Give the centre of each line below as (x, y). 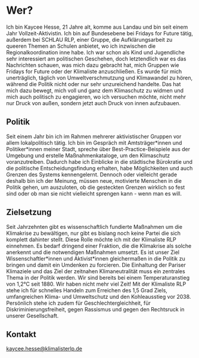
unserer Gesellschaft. (32, 316)
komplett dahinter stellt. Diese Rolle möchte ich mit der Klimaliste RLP (91, 239)
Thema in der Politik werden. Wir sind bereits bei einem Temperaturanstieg (98, 277)
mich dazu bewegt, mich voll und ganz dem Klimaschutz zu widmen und (95, 90)
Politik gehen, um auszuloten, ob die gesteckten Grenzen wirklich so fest (96, 187)
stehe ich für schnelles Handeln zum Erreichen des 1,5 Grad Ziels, (87, 290)
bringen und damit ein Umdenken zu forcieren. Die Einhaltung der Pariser (96, 265)
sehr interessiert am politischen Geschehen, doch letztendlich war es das (96, 59)
